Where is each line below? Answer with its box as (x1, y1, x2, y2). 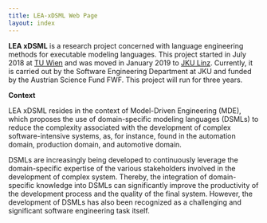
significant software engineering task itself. (8, 205, 150, 215)
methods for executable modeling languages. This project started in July (8, 49, 247, 59)
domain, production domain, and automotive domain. (8, 139, 182, 149)
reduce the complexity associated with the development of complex (8, 123, 231, 132)
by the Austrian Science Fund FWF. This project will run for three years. (8, 75, 243, 84)
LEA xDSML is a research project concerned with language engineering (8, 41, 244, 50)
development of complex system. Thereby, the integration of (8, 172, 207, 182)
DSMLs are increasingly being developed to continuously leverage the (8, 155, 239, 164)
